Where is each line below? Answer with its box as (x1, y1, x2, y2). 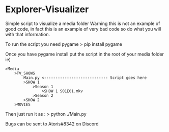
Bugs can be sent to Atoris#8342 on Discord (5, 121, 99, 127)
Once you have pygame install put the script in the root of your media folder (5, 51, 164, 57)
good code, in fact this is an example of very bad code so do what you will (5, 25, 161, 32)
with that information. (5, 31, 50, 37)
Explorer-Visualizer (5, 4, 89, 15)
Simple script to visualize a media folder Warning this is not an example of (5, 20, 160, 27)
